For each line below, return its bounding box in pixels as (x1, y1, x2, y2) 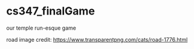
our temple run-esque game (6, 24, 77, 31)
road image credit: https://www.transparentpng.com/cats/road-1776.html (6, 36, 188, 43)
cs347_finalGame (6, 4, 95, 18)
